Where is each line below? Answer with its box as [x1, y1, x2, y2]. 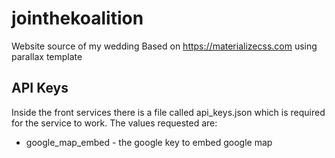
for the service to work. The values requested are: [11, 117, 218, 129]
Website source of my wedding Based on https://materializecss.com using [11, 40, 318, 52]
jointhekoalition [11, 7, 144, 30]
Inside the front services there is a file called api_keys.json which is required [11, 106, 326, 118]
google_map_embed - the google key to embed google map [25, 136, 273, 148]
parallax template [11, 50, 83, 62]
